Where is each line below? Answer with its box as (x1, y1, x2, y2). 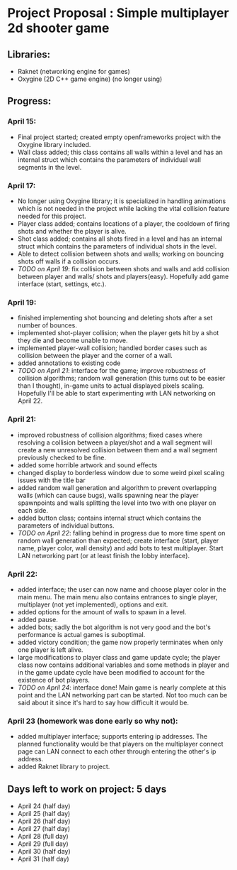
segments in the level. (17, 163, 82, 171)
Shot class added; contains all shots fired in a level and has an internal (17, 234, 223, 243)
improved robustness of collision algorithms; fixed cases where (17, 430, 203, 439)
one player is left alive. (17, 645, 83, 654)
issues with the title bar (17, 476, 86, 484)
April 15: (7, 116, 37, 126)
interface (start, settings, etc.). (17, 279, 107, 288)
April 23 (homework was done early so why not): (7, 716, 178, 726)
